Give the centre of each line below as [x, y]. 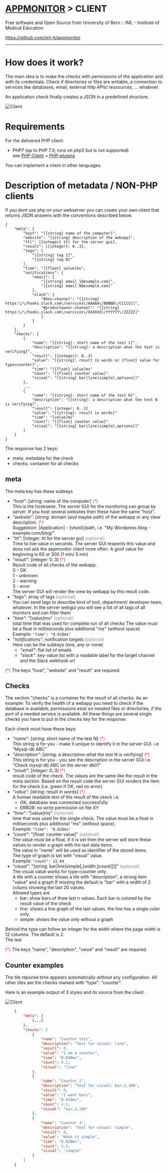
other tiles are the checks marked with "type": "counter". [63, 983]
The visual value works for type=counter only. [60, 872]
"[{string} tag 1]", [53, 255]
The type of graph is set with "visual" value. [57, 856]
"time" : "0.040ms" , [61, 1058]
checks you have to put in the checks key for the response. [66, 719]
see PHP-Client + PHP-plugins [43, 155]
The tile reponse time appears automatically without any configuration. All [81, 977]
